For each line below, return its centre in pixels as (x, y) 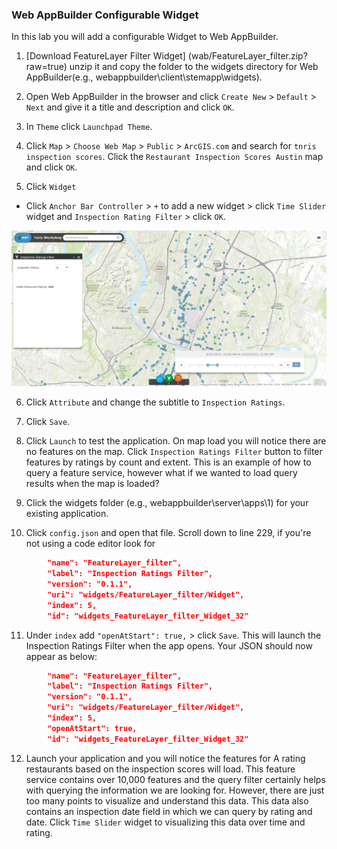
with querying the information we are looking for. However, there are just (175, 790)
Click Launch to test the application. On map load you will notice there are (176, 441)
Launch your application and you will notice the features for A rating (165, 758)
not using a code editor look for (90, 544)
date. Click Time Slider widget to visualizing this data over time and (165, 822)
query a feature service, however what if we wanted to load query (161, 473)
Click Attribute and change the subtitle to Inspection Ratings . (155, 402)
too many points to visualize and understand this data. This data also (167, 800)
